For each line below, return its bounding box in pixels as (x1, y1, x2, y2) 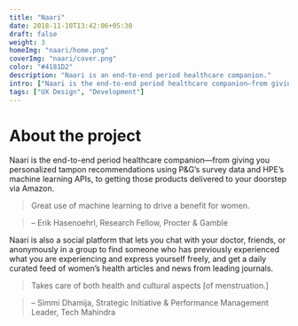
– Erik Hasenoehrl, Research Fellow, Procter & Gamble (30, 218, 229, 228)
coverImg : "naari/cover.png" (9, 54, 117, 63)
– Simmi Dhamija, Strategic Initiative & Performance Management (30, 298, 269, 308)
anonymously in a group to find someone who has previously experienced (9, 244, 280, 255)
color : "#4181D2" (9, 63, 74, 72)
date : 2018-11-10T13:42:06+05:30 (9, 21, 133, 30)
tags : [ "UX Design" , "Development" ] (9, 87, 145, 96)
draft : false (9, 29, 58, 38)
